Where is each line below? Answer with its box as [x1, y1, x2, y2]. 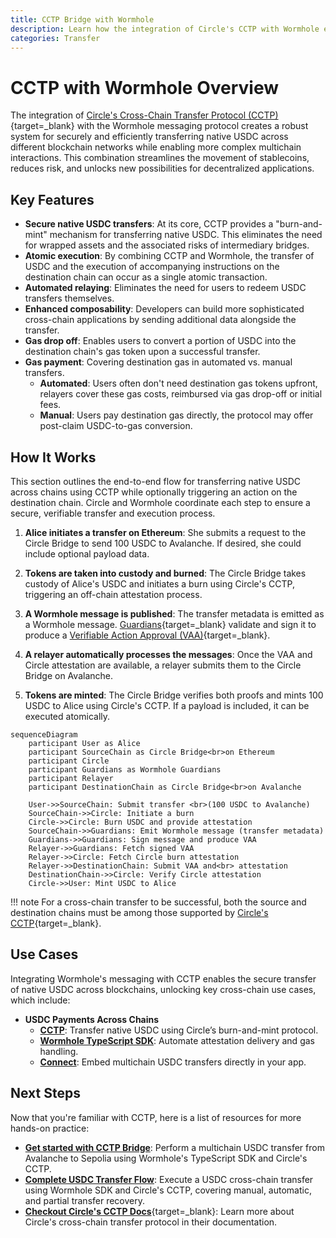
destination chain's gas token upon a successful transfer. [24, 346, 261, 358]
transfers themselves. [24, 292, 115, 305]
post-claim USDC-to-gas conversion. [39, 420, 193, 432]
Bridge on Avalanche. [24, 669, 113, 681]
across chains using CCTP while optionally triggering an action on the [10, 486, 298, 498]
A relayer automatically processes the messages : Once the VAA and [24, 648, 313, 660]
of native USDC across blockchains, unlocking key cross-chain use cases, [10, 983, 317, 995]
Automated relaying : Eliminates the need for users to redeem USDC [24, 282, 307, 294]
